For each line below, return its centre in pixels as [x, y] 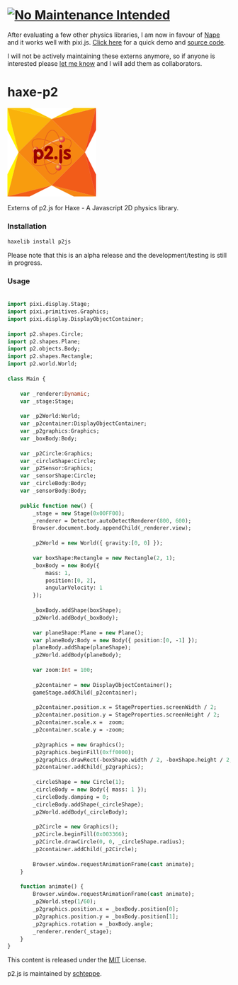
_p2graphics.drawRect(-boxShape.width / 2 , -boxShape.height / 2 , [133, 760]
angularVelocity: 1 [74, 588]
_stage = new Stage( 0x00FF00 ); [79, 513]
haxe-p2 [33, 92]
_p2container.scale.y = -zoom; [79, 730]
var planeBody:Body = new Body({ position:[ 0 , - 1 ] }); [115, 640]
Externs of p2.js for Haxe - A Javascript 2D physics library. [93, 207]
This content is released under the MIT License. [77, 960]
